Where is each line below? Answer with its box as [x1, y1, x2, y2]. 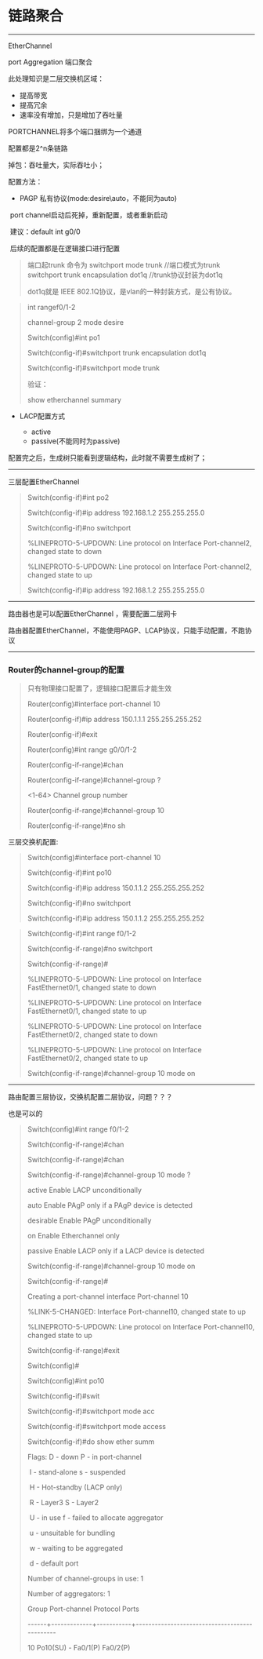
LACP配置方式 [19, 411, 66, 421]
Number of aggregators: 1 [27, 1589, 111, 1599]
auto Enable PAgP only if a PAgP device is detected [27, 1201, 193, 1210]
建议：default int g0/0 [9, 227, 81, 236]
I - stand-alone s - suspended [29, 1468, 127, 1477]
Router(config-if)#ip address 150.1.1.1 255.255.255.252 [27, 715, 202, 724]
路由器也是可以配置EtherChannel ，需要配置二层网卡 [8, 609, 178, 618]
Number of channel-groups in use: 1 [27, 1574, 144, 1584]
